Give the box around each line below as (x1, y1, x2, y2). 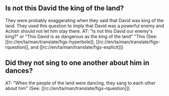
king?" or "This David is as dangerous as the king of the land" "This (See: (5, 33, 157, 39)
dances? (5, 66, 33, 75)
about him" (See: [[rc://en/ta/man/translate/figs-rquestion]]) (5, 85, 130, 91)
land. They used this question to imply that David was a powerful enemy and (5, 23, 164, 29)
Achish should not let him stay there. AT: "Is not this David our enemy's (5, 28, 153, 34)
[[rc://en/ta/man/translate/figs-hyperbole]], (5, 39, 95, 45)
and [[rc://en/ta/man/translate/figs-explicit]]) (30, 44, 124, 50)
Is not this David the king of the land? (5, 4, 124, 13)
